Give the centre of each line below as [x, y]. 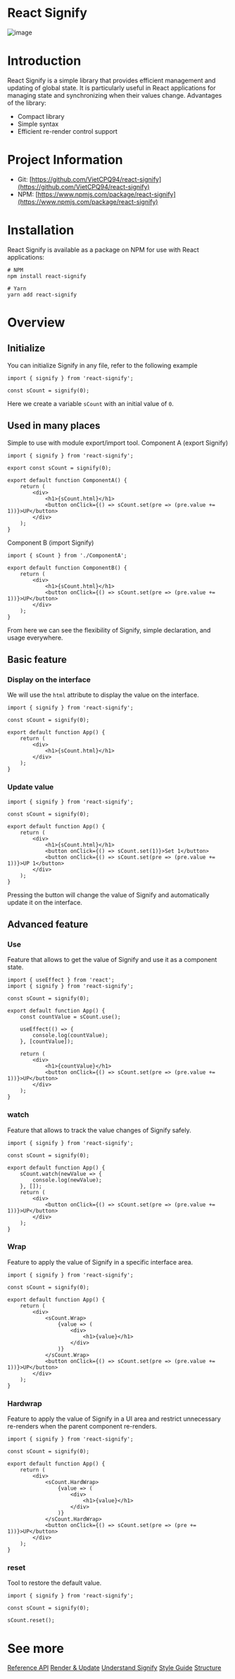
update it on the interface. [45, 902]
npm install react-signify [47, 276]
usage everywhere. [35, 638]
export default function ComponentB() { [68, 568]
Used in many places [54, 426]
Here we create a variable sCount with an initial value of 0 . [90, 403]
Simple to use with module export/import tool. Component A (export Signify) [118, 443]
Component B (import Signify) [51, 543]
